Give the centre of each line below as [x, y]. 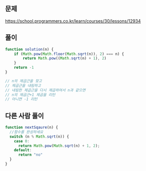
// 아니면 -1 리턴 [21, 99]
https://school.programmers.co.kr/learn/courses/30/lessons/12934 [73, 21]
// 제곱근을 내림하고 [23, 85]
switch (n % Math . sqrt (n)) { [39, 137]
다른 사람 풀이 [25, 116]
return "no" [30, 155]
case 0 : [22, 141]
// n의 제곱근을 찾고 [24, 81]
